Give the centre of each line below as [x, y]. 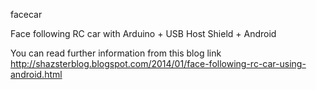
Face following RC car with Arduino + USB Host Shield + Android [143, 33]
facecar [26, 14]
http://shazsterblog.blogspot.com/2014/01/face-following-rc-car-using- [158, 63]
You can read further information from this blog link [116, 53]
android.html [36, 74]
